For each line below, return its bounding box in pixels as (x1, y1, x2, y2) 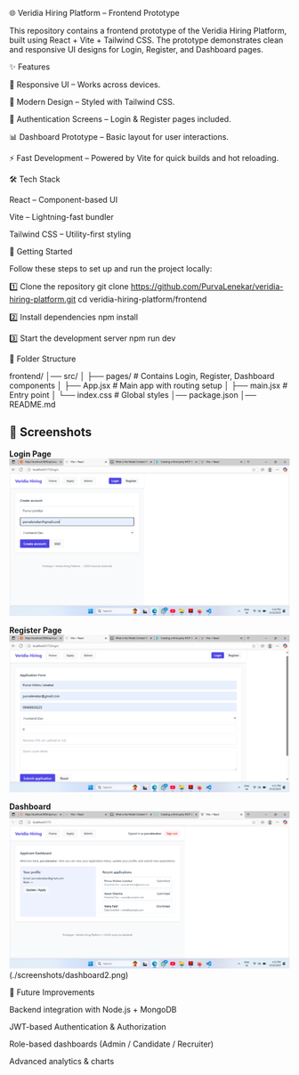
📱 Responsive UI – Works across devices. (9, 79, 161, 90)
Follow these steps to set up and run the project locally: (9, 263, 213, 274)
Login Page (9, 449, 52, 459)
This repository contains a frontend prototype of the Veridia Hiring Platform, (9, 26, 287, 36)
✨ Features (9, 61, 51, 72)
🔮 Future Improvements (9, 987, 95, 998)
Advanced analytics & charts (9, 1055, 115, 1066)
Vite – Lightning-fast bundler (9, 212, 114, 222)
